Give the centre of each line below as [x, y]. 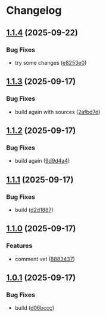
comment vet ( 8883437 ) [45, 259]
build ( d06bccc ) [35, 308]
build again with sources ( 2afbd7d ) [57, 112]
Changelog [34, 11]
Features [19, 246]
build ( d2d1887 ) [34, 210]
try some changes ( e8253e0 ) [51, 62]
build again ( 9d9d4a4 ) [42, 161]
